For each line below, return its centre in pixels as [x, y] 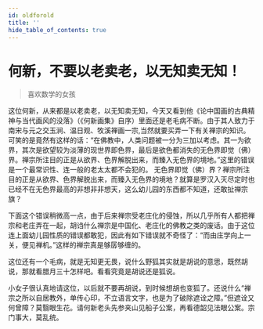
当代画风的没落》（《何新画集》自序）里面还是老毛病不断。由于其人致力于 [138, 121]
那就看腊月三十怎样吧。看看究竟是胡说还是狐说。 [101, 272]
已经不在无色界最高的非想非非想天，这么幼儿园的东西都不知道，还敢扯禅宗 [128, 190]
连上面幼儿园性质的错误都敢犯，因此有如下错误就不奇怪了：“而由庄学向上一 [130, 235]
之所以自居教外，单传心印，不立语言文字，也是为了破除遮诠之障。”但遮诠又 [135, 298]
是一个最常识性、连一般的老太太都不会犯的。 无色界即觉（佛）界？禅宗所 [126, 170]
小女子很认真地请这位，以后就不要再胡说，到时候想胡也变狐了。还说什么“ [126, 288]
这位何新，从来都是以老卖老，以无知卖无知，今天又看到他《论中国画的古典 [128, 111]
